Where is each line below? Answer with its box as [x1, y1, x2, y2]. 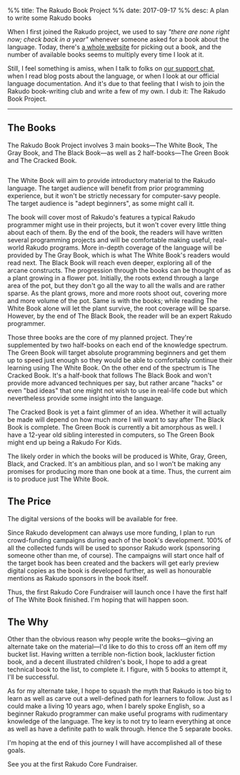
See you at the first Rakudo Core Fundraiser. [7, 760, 138, 769]
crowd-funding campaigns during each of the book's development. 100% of [7, 535, 231, 544]
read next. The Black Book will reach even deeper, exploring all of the [7, 258, 212, 267]
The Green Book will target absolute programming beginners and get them [7, 348, 226, 357]
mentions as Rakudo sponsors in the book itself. [7, 573, 149, 582]
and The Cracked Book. [7, 156, 77, 164]
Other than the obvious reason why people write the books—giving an [7, 635, 214, 643]
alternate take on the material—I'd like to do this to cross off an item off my [7, 643, 227, 651]
